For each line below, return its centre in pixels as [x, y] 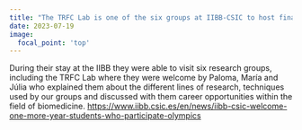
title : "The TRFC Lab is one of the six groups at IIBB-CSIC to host [142, 17]
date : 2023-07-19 [42, 26]
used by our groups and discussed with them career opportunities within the [151, 97]
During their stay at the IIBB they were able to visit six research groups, [141, 68]
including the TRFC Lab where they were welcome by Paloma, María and [144, 78]
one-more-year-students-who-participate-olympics [105, 116]
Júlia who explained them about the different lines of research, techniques [147, 87]
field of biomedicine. [47, 106]
